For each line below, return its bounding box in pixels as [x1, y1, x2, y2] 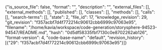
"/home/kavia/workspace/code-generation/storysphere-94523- [28, 25, 157, 30]
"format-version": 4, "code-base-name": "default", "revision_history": [5, 35, 144, 40]
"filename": [5, 25, 28, 30]
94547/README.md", [5, 30, 48, 35]
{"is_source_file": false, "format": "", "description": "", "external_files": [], [5, 4, 150, 10]
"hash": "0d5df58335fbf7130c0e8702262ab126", [49, 30, 148, 35]
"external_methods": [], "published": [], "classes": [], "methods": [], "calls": [5, 9, 156, 15]
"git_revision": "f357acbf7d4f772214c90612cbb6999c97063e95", [5, 19, 137, 25]
